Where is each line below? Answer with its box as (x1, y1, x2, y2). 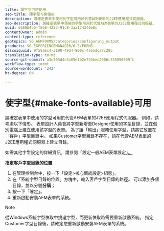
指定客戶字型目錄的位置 (5, 160, 52, 166)
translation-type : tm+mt (5, 52, 56, 58)
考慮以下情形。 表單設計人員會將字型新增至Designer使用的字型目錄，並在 (5, 121, 153, 126)
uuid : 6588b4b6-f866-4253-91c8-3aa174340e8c (5, 25, 97, 30)
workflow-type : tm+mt (5, 62, 49, 66)
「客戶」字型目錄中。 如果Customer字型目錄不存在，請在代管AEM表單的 (5, 133, 152, 139)
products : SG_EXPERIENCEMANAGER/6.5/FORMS (5, 43, 93, 48)
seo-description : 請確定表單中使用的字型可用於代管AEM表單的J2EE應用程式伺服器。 (5, 21, 156, 26)
